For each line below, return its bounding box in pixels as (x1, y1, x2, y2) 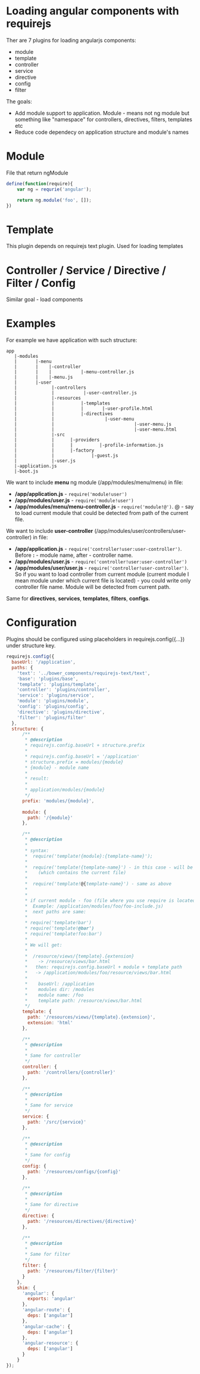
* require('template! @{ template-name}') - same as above (24, 881, 171, 887)
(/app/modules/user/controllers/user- (94, 527, 186, 535)
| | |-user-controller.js (14, 390, 137, 396)
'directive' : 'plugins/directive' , (17, 709, 105, 715)
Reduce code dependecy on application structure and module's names (14, 128, 189, 136)
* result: (24, 775, 49, 782)
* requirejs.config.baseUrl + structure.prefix (24, 743, 145, 749)
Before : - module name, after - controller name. (14, 551, 133, 559)
